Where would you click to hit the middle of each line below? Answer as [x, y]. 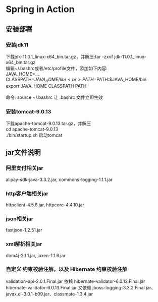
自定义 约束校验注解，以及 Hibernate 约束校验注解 [67, 269]
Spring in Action [40, 9]
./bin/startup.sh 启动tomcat [34, 135]
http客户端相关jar [27, 194]
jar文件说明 [23, 153]
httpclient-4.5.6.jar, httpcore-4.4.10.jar [45, 205]
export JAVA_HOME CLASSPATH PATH [46, 86]
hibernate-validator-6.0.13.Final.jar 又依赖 [48, 287]
